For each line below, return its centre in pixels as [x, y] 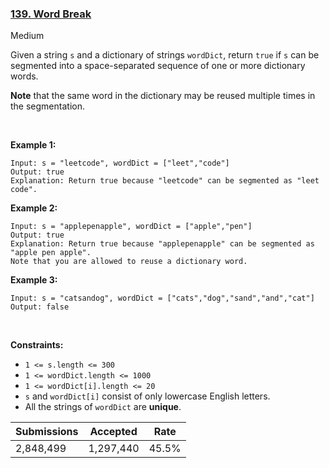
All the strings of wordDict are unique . [103, 407]
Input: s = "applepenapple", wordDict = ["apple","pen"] [131, 227]
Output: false [40, 307]
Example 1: [33, 145]
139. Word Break [51, 14]
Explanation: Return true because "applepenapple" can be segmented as [162, 244]
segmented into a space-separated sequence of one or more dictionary [158, 66]
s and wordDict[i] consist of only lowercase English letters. [147, 396]
